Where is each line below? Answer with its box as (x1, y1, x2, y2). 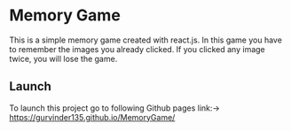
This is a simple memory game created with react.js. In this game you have (9, 35, 282, 45)
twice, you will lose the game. (9, 53, 118, 64)
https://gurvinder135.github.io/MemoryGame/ (9, 112, 176, 122)
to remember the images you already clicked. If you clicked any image (9, 43, 266, 54)
